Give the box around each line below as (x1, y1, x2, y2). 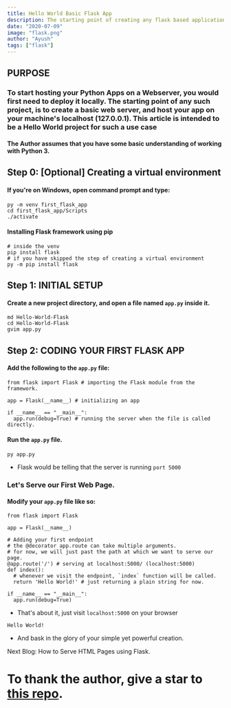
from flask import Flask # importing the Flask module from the (7, 379, 195, 386)
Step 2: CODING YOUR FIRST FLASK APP (7, 344, 185, 356)
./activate (7, 213, 38, 220)
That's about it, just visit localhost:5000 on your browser (16, 609, 179, 617)
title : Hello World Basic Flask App (7, 10, 112, 17)
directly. (7, 421, 36, 428)
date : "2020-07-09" (7, 23, 63, 30)
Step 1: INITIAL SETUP (7, 280, 103, 291)
